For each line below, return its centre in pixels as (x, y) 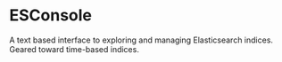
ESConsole (50, 15)
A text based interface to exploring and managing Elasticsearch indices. (141, 40)
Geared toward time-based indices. (75, 49)
